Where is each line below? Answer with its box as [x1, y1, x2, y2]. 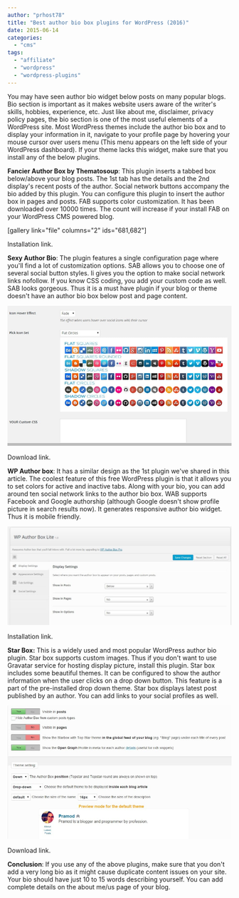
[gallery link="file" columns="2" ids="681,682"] [7, 225, 147, 235]
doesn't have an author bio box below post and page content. [7, 291, 188, 300]
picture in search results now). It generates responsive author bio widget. [7, 505, 223, 514]
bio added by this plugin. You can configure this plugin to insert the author [7, 189, 225, 198]
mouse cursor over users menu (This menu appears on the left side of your [7, 138, 228, 146]
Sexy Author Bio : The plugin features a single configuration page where [7, 253, 219, 262]
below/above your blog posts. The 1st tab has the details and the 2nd [7, 174, 210, 183]
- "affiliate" [14, 57, 55, 64]
